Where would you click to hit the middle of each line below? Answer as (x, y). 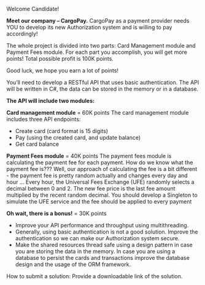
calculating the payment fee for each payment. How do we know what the (100, 162)
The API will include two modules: (51, 101)
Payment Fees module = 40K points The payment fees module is (89, 156)
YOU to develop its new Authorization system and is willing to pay (89, 27)
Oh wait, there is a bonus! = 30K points (56, 213)
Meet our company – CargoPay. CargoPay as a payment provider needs (98, 21)
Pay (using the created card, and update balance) (78, 138)
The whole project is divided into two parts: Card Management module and (101, 46)
